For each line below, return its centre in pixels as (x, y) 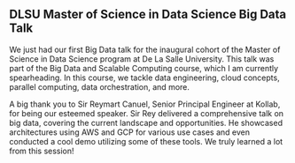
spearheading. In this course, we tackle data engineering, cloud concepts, (145, 78)
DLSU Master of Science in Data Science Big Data (148, 15)
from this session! (42, 151)
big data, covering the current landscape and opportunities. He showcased (146, 122)
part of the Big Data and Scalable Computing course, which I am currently (144, 68)
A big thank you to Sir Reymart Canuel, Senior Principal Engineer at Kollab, (145, 104)
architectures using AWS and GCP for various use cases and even (130, 132)
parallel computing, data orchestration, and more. (100, 86)
